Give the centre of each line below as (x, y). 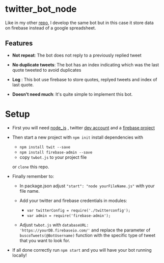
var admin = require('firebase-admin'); (69, 216)
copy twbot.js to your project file (53, 157)
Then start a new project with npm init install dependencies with (78, 137)
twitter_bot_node (41, 9)
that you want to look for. (45, 240)
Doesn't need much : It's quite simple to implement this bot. (72, 94)
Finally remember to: (33, 176)
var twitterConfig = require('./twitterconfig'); (79, 210)
